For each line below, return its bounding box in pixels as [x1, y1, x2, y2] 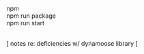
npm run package [6, 12, 56, 20]
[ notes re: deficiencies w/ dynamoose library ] [6, 40, 138, 47]
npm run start [6, 19, 45, 27]
